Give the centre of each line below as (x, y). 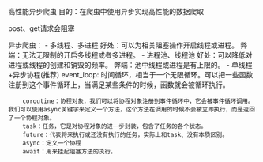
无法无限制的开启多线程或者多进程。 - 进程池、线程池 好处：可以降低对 (137, 55)
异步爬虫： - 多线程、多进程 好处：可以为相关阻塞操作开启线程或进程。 (124, 45)
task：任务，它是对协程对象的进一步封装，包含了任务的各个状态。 (115, 126)
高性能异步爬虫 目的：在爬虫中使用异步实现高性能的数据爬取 (106, 11)
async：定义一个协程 (52, 143)
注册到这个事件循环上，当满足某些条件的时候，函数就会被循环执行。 (119, 85)
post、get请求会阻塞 (41, 28)
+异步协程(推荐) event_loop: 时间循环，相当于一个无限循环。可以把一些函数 (131, 75)
